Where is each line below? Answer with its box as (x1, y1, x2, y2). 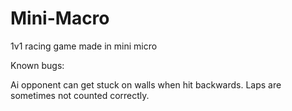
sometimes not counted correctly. (10, 89, 150, 101)
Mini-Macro (10, 7, 110, 30)
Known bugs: (10, 59, 65, 71)
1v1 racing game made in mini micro (10, 40, 158, 52)
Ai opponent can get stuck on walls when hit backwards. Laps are (10, 78, 282, 91)
